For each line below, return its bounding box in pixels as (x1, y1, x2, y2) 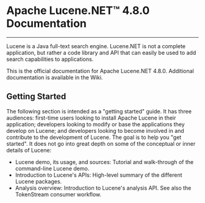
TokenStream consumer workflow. (15, 190, 102, 198)
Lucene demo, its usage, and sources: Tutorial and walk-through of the (15, 158, 194, 165)
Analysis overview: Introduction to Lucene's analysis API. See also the (15, 184, 192, 191)
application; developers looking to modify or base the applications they (6, 120, 185, 128)
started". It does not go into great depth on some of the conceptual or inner (6, 140, 196, 147)
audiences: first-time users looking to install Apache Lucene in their (6, 114, 176, 121)
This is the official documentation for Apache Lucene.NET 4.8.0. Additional (6, 67, 194, 74)
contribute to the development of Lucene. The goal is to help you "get (6, 134, 182, 141)
